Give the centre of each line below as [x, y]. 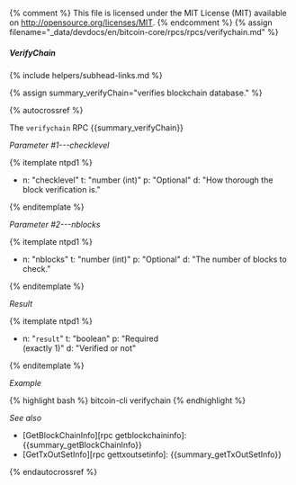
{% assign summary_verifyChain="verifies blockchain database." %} [136, 93]
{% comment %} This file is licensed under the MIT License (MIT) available [148, 13]
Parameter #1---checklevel [59, 145]
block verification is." [61, 189]
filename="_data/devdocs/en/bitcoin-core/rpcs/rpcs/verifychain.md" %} [144, 32]
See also [26, 418]
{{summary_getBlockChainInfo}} [82, 445]
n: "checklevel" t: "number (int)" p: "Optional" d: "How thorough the [148, 180]
